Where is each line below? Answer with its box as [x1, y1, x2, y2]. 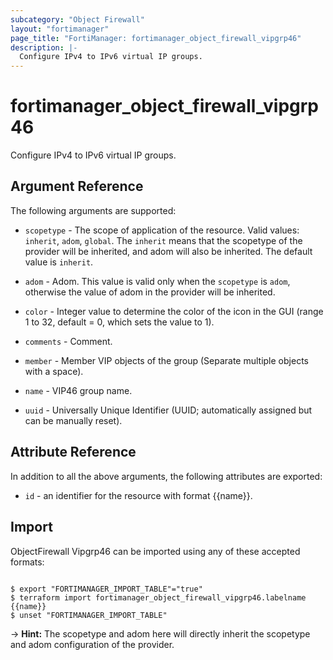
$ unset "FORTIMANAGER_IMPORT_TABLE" [10, 610, 168, 620]
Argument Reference [10, 178, 144, 195]
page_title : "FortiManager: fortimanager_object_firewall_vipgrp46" [10, 33, 302, 43]
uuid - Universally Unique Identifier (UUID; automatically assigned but [24, 404, 313, 416]
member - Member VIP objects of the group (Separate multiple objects [24, 354, 309, 366]
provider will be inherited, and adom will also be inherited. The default [24, 245, 313, 257]
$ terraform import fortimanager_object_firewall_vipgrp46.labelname [10, 592, 307, 603]
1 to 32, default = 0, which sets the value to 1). [24, 316, 215, 328]
